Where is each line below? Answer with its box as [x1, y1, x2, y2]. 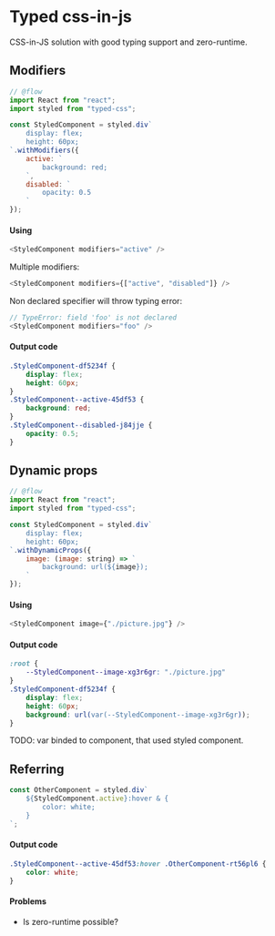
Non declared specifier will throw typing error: [9, 295, 183, 306]
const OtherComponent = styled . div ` [9, 786, 148, 795]
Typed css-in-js [9, 6, 132, 27]
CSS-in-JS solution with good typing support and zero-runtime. [9, 36, 248, 47]
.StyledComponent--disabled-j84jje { [9, 421, 153, 430]
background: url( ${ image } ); [42, 563, 148, 572]
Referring [9, 761, 65, 777]
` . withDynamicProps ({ [9, 545, 92, 554]
